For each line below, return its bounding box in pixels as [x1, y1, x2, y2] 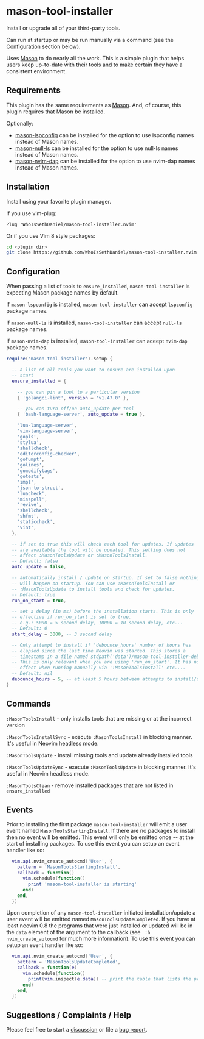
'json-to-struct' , [17, 485, 64, 491]
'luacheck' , [17, 490, 47, 496]
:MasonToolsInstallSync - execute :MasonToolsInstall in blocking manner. [6, 733, 192, 740]
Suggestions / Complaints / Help [6, 1010, 132, 1020]
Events [6, 804, 33, 815]
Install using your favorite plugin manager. [6, 198, 111, 205]
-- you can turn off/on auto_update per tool [17, 405, 135, 412]
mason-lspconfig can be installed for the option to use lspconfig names [15, 131, 194, 138]
